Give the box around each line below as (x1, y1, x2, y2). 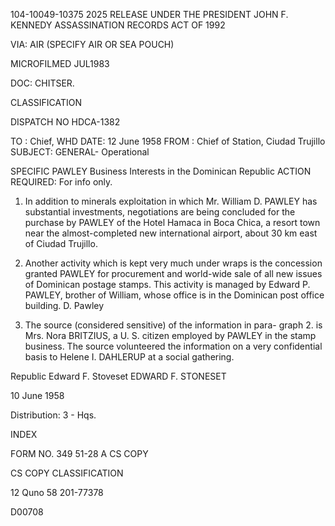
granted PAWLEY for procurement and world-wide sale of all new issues (24, 268, 323, 279)
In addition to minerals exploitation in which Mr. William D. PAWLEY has (24, 195, 318, 207)
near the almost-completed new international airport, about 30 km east (24, 227, 318, 239)
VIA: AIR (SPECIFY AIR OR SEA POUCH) (10, 39, 175, 50)
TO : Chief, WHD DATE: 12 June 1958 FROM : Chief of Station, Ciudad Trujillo (10, 135, 326, 147)
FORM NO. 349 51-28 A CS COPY (10, 448, 149, 459)
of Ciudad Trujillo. (24, 238, 98, 249)
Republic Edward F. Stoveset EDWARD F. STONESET (10, 370, 227, 382)
